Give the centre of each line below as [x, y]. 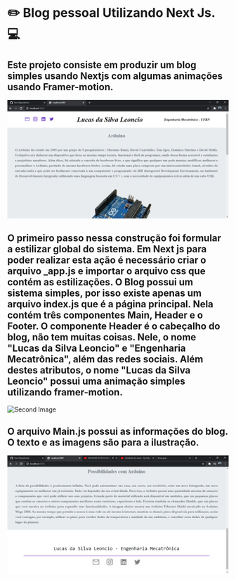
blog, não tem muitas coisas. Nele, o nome [102, 337]
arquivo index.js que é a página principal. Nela [111, 304]
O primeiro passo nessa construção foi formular [114, 239]
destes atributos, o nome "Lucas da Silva [99, 370]
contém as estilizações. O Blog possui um [100, 282]
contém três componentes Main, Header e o [105, 315]
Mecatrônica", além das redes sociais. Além [105, 359]
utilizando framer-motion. [65, 392]
